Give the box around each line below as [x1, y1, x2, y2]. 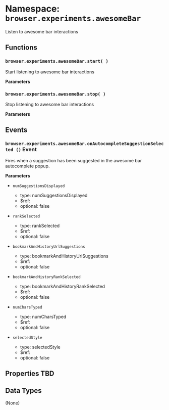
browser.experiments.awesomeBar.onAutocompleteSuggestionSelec [5, 141, 164, 147]
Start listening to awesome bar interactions [5, 69, 95, 75]
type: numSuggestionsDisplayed [20, 192, 88, 198]
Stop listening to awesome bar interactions [5, 101, 94, 107]
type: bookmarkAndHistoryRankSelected [20, 283, 105, 289]
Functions [5, 43, 38, 52]
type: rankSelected [20, 222, 60, 229]
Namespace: [5, 3, 60, 15]
